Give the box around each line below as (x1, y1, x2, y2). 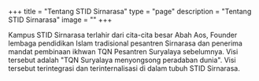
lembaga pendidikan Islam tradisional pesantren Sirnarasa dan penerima (8, 39, 242, 48)
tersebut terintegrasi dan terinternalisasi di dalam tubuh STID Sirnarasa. (8, 64, 240, 73)
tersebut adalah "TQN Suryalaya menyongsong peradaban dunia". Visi (8, 55, 236, 64)
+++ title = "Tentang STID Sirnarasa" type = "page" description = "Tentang (8, 7, 252, 16)
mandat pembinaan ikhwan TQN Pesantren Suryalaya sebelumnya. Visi (8, 47, 239, 56)
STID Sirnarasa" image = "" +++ (8, 15, 113, 24)
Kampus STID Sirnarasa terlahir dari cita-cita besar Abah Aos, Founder (8, 31, 238, 39)
